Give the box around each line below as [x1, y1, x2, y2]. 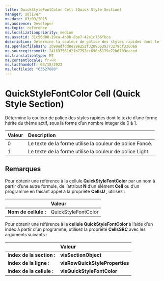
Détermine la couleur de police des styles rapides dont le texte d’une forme [5, 114, 158, 121]
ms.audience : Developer [5, 21, 54, 26]
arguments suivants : [5, 231, 48, 237]
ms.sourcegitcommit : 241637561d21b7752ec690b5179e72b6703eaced [5, 48, 137, 53]
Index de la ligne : [7, 259, 50, 266]
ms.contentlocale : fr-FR [5, 58, 56, 63]
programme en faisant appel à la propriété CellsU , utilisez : [5, 188, 125, 194]
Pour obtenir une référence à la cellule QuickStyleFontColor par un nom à [5, 178, 156, 184]
